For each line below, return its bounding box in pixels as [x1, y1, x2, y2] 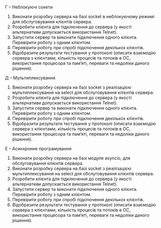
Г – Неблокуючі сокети [5, 4, 53, 10]
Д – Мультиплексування [5, 75, 56, 81]
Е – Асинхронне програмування [5, 146, 72, 151]
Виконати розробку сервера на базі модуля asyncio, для [12, 155, 131, 161]
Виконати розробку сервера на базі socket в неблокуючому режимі [12, 14, 155, 19]
